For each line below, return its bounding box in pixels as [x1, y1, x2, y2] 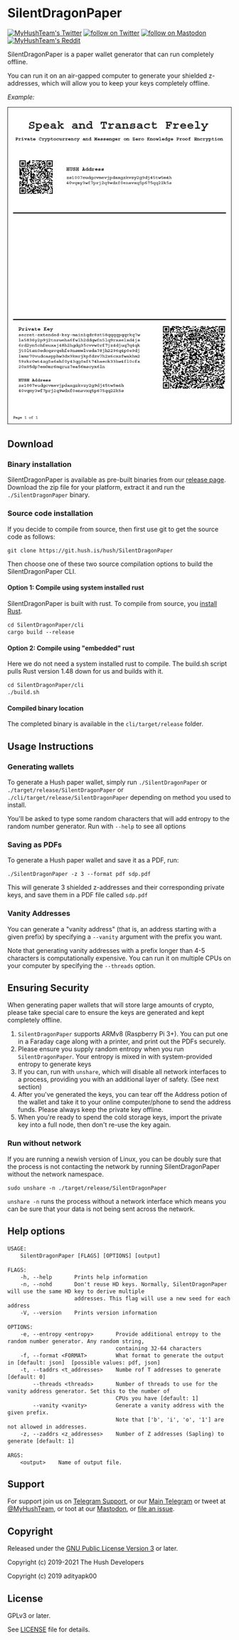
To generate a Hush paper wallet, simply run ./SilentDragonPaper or [7, 778, 208, 786]
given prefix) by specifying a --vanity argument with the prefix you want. [7, 932, 223, 941]
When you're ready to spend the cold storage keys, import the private [17, 1113, 223, 1122]
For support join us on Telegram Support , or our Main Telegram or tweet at [7, 1497, 226, 1505]
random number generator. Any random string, [7, 1338, 144, 1345]
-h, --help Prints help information [20, 1274, 148, 1281]
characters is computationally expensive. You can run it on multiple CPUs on [7, 954, 231, 962]
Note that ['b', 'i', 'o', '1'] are [115, 1416, 224, 1423]
